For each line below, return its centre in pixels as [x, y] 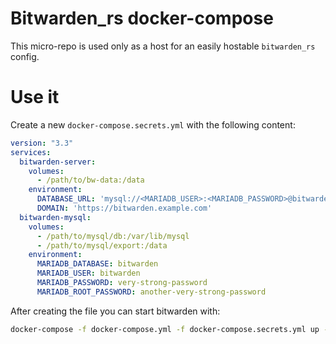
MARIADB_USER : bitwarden [88, 273]
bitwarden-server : [58, 162]
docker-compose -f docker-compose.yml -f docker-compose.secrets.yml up [165, 329]
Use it [35, 97]
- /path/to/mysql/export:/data [102, 245]
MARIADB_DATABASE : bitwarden [97, 264]
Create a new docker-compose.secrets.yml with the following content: [153, 124]
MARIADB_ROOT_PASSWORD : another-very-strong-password [151, 292]
